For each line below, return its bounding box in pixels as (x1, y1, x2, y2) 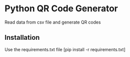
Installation (4, 33, 40, 42)
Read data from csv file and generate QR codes (4, 19, 101, 25)
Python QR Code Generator (4, 3, 118, 14)
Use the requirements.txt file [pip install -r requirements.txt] (4, 46, 126, 52)
